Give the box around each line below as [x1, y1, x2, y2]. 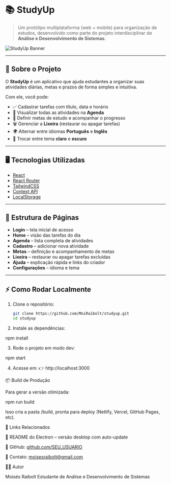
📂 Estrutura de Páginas [5, 213, 79, 222]
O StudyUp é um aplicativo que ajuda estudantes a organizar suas [5, 78, 145, 84]
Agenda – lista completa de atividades [12, 238, 93, 244]
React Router [12, 177, 40, 183]
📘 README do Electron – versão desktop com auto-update [5, 434, 128, 440]
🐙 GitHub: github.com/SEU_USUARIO [5, 444, 82, 450]
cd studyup [12, 316, 36, 321]
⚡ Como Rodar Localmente [5, 285, 92, 294]
